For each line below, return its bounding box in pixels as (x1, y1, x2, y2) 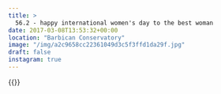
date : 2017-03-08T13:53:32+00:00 (8, 26, 118, 34)
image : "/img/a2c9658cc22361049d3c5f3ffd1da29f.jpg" (8, 41, 185, 49)
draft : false (8, 48, 51, 56)
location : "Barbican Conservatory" (8, 33, 125, 42)
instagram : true (8, 56, 62, 64)
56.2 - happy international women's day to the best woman (15, 19, 214, 27)
